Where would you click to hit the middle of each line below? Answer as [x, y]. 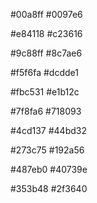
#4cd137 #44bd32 [48, 130]
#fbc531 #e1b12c [45, 92]
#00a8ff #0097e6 [46, 14]
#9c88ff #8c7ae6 [46, 53]
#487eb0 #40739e [49, 169]
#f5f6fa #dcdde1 [44, 72]
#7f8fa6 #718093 [46, 111]
